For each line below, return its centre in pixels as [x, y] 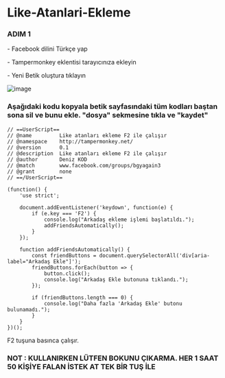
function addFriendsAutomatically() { [75, 249]
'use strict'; [39, 196]
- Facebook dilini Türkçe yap [47, 49]
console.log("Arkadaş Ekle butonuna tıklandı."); [116, 279]
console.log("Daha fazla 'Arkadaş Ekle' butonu [113, 303]
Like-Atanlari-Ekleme [69, 13]
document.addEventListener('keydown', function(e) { [96, 207]
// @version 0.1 [38, 147]
